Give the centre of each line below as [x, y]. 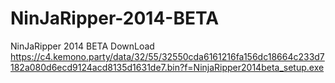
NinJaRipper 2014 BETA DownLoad [82, 46]
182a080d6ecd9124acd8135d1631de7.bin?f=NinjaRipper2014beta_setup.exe [167, 67]
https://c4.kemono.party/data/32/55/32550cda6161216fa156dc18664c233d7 [167, 56]
